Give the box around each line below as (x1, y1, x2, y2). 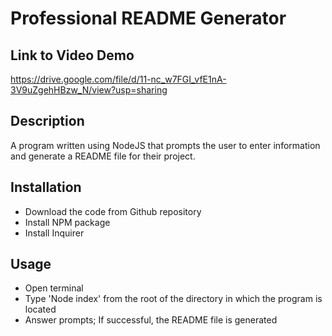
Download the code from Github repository (24, 205, 202, 217)
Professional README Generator (10, 7, 287, 30)
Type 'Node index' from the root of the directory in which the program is (24, 293, 323, 305)
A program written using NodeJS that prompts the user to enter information (10, 139, 321, 151)
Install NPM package (24, 216, 111, 228)
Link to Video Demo (10, 47, 135, 64)
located (24, 303, 57, 316)
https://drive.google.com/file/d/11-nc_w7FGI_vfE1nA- (10, 73, 227, 85)
